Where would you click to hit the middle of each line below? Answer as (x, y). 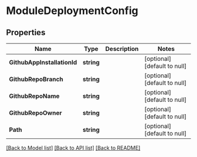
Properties (26, 33)
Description (122, 49)
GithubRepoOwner (35, 113)
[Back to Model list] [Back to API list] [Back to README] (73, 148)
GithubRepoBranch (36, 79)
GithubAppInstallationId (43, 62)
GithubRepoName (34, 96)
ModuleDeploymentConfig (72, 11)
